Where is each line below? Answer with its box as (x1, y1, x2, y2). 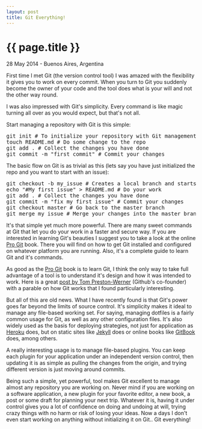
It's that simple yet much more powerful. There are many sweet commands (6, 221, 192, 229)
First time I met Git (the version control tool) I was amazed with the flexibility (6, 72, 195, 79)
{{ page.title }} (6, 40, 81, 54)
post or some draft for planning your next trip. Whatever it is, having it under (6, 396, 195, 404)
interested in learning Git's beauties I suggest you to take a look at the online (6, 235, 196, 242)
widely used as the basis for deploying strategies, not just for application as (6, 322, 194, 329)
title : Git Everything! (6, 14, 66, 21)
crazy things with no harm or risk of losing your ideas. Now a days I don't (6, 410, 188, 417)
